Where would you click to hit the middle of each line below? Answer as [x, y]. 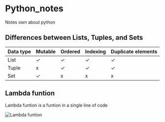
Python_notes [34, 9]
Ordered [70, 51]
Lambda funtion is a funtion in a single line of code [56, 105]
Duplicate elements [134, 51]
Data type [19, 51]
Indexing [96, 51]
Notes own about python [30, 22]
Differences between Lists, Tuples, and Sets [74, 38]
